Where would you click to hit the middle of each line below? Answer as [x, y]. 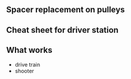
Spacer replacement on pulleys [65, 10]
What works [29, 50]
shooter [25, 71]
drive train [28, 64]
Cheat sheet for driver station [62, 30]
